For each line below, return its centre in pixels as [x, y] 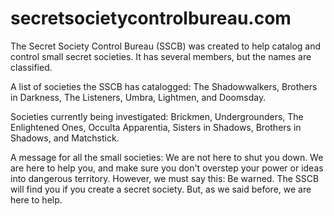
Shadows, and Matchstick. [65, 138]
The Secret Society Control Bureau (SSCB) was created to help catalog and [166, 46]
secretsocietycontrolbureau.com [151, 18]
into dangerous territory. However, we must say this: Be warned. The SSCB [165, 178]
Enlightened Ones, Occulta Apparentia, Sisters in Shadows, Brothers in [156, 127]
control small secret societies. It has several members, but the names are [161, 56]
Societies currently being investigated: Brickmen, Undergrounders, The [157, 116]
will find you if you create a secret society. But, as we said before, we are [161, 189]
